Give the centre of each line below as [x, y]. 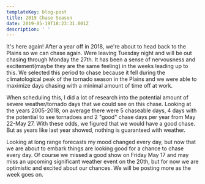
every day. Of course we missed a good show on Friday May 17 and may [98, 155]
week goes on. [25, 175]
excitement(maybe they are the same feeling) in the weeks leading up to [97, 66]
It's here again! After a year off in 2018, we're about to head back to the [96, 47]
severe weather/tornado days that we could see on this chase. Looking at [99, 104]
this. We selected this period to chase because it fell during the [86, 73]
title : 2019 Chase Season [39, 18]
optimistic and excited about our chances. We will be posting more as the [99, 168]
